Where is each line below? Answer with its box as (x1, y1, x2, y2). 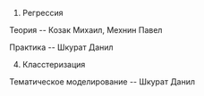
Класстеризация (21, 60, 86, 69)
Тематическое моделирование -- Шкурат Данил (9, 76, 195, 87)
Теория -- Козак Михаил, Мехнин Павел (9, 25, 163, 35)
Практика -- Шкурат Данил (9, 42, 114, 52)
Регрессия (21, 8, 64, 18)
